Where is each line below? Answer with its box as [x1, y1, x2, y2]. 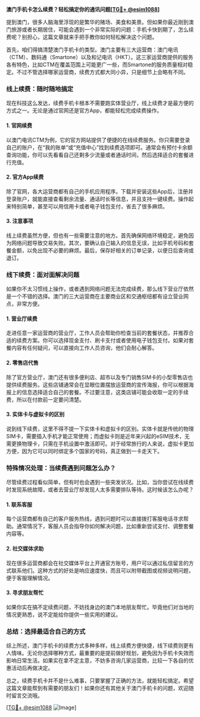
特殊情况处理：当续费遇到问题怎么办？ [6, 464, 116, 472]
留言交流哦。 [11, 692, 43, 699]
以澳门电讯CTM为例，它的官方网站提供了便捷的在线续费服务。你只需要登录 [6, 136, 190, 143]
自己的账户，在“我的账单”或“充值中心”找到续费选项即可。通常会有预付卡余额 [6, 143, 193, 151]
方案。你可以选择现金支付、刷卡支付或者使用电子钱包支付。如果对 [26, 337, 189, 344]
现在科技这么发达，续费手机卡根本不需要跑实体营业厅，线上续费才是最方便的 [6, 100, 194, 107]
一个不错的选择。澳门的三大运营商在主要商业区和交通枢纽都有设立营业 [11, 293, 183, 300]
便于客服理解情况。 [6, 574, 54, 581]
